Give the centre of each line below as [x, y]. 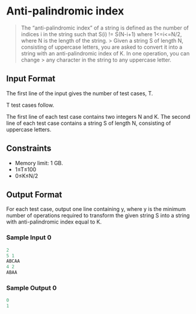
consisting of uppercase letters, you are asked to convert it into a [102, 47]
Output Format [34, 194]
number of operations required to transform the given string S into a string [98, 216]
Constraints [29, 149]
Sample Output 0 [32, 287]
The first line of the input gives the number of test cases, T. [80, 93]
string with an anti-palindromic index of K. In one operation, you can [105, 53]
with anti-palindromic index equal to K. [54, 222]
